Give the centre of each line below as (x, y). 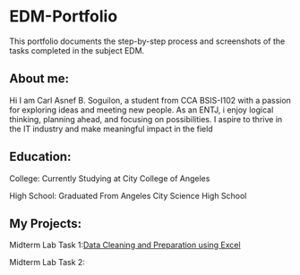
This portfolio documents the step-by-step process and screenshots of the (147, 41)
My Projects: (46, 224)
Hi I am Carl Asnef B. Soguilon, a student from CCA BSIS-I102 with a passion (150, 100)
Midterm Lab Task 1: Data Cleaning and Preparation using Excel (125, 245)
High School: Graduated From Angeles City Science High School (128, 196)
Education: (40, 157)
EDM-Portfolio (64, 17)
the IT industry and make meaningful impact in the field (111, 129)
